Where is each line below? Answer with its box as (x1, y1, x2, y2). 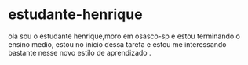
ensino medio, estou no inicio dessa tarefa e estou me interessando (8, 39, 227, 49)
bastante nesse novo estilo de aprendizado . (8, 48, 151, 57)
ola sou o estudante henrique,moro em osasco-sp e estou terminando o (8, 31, 241, 41)
